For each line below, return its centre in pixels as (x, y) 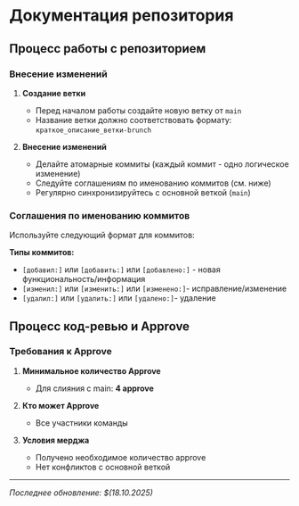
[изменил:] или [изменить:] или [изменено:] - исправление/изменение (154, 289)
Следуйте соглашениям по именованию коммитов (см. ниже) (153, 183)
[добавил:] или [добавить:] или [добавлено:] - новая (121, 270)
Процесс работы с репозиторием (108, 49)
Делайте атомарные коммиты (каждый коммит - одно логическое (162, 164)
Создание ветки (54, 93)
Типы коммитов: (42, 253)
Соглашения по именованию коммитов (100, 215)
